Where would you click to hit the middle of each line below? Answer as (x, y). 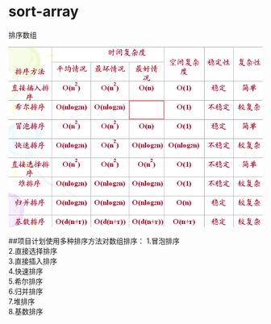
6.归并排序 (26, 291)
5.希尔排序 (25, 281)
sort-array (44, 12)
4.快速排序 (26, 271)
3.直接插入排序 (33, 261)
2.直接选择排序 (33, 251)
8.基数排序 (26, 311)
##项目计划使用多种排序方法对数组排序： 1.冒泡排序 (94, 241)
